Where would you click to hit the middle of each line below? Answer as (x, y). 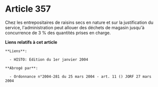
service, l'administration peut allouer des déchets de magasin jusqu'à (75, 27)
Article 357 (28, 9)
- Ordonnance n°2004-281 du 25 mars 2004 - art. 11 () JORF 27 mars (80, 76)
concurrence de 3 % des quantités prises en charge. (58, 33)
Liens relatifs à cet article (31, 42)
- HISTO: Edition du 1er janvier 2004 (49, 59)
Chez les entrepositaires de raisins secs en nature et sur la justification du (79, 22)
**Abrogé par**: (21, 68)
